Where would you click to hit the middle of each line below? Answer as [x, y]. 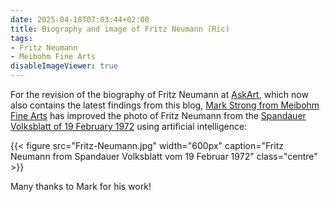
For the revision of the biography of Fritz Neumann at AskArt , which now [159, 94]
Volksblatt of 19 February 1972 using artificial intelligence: [129, 126]
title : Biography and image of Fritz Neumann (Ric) [120, 29]
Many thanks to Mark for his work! [81, 186]
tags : [21, 38]
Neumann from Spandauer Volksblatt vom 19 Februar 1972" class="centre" [164, 156]
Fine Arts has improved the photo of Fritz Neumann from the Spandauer [158, 115]
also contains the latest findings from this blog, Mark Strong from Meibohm [165, 105]
